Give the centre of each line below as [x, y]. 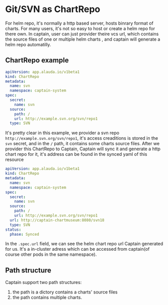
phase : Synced [24, 234]
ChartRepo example [37, 61]
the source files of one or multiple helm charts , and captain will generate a [83, 39]
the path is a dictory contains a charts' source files [65, 292]
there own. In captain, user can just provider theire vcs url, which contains [82, 34]
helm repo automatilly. [28, 44]
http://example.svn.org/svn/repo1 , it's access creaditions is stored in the [82, 138]
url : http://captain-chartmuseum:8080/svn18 [57, 220]
